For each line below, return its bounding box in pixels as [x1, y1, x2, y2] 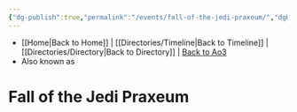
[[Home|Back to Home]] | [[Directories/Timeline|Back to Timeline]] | [20, 37, 270, 48]
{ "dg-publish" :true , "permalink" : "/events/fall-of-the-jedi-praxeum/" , [8, 12, 275, 22]
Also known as [20, 56, 75, 66]
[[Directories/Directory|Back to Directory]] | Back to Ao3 [20, 46, 227, 57]
